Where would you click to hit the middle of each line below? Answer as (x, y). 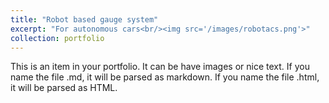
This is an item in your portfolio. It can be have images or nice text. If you (160, 67)
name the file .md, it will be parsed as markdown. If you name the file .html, (165, 77)
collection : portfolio (57, 38)
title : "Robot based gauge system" (84, 19)
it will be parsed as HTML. (64, 88)
